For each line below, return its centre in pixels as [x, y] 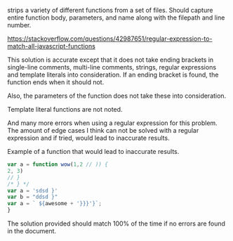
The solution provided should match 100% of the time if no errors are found [116, 223]
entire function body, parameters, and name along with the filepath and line [116, 18]
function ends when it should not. [56, 82]
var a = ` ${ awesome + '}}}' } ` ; [54, 204]
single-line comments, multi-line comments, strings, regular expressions [112, 67]
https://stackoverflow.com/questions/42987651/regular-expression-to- [110, 39]
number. [19, 25]
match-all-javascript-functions [52, 46]
